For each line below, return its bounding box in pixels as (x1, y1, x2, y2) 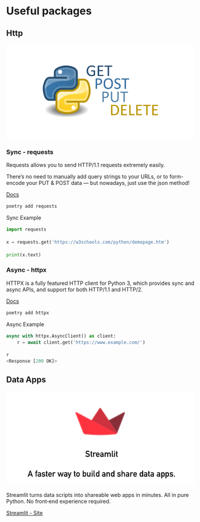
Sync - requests (6, 148, 54, 156)
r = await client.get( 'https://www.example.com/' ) (17, 339, 146, 345)
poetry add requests (6, 204, 58, 210)
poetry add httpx (6, 309, 50, 315)
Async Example (6, 320, 45, 327)
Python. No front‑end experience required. (6, 497, 111, 505)
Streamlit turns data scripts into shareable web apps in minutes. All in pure (6, 491, 189, 498)
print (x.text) (6, 251, 42, 258)
